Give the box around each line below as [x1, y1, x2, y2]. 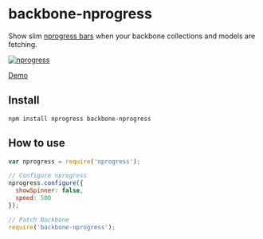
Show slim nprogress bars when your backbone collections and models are [8, 31, 256, 41]
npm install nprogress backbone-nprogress [8, 115, 151, 123]
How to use [8, 136, 65, 150]
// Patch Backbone [8, 216, 69, 224]
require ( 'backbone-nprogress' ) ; [8, 223, 116, 231]
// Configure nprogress [8, 172, 88, 180]
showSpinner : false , [15, 186, 84, 195]
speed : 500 [15, 194, 52, 202]
